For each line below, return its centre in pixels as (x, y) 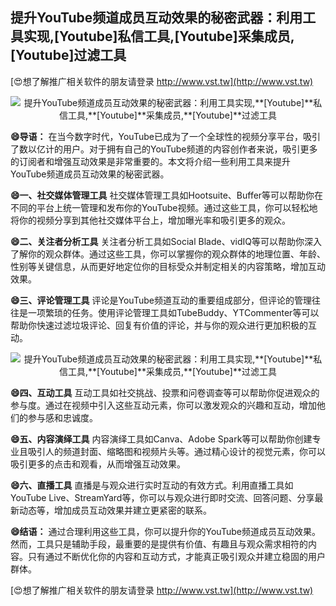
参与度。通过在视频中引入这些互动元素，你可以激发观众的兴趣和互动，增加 (163, 405)
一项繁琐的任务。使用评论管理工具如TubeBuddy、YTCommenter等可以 (173, 312)
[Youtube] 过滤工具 (68, 55)
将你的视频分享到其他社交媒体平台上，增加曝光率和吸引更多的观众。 (150, 220)
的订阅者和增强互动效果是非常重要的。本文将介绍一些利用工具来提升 (150, 161)
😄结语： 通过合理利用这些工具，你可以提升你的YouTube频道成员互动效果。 (165, 531)
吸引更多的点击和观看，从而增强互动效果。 (98, 464)
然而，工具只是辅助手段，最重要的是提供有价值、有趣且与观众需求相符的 (159, 544)
